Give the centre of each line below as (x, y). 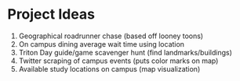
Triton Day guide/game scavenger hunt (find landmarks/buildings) (125, 52)
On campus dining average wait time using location (102, 44)
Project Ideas (51, 14)
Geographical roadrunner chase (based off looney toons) (111, 36)
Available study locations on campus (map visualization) (109, 69)
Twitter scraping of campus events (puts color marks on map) (118, 61)
